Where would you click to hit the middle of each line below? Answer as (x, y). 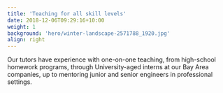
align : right (26, 40)
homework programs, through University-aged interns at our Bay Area (108, 67)
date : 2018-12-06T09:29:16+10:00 (56, 20)
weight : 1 (22, 27)
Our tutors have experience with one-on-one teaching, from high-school (112, 59)
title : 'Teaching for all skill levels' (67, 14)
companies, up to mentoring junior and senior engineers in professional (110, 75)
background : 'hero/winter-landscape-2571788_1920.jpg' (89, 33)
